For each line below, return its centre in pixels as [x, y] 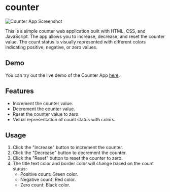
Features [20, 91]
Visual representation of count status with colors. [64, 119]
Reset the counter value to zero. [46, 114]
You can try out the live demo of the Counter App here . [63, 75]
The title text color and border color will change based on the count [83, 164]
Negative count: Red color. [48, 180]
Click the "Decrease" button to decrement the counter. [70, 153]
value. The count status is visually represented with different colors [76, 41]
